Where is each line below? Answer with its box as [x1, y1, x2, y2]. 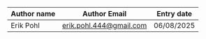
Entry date [156, 9, 193, 18]
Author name [10, 9, 56, 18]
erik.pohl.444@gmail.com [61, 21, 147, 30]
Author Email [82, 9, 127, 18]
